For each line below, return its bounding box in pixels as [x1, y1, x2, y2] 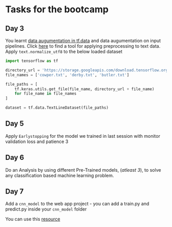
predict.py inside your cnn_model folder [5, 206, 87, 212]
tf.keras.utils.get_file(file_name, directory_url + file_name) [14, 86, 155, 92]
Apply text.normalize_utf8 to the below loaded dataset [5, 49, 123, 54]
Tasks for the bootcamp [5, 4, 109, 15]
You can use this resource [5, 216, 60, 222]
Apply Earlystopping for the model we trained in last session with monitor [5, 133, 160, 139]
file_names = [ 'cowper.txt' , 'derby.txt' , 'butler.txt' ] [5, 72, 130, 77]
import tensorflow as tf [5, 58, 58, 64]
